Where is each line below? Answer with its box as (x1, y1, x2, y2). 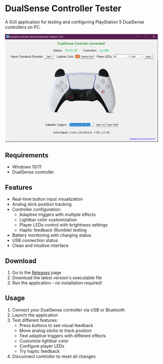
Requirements (5, 151, 49, 159)
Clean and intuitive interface (12, 243, 69, 248)
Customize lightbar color (19, 338, 69, 344)
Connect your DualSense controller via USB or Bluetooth (12, 307, 125, 312)
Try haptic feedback (19, 348, 60, 354)
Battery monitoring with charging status (12, 232, 91, 238)
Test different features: (12, 317, 58, 323)
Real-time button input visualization (12, 196, 83, 202)
